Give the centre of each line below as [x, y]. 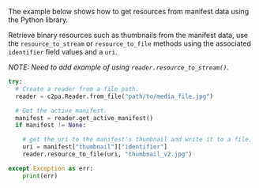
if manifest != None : [51, 126]
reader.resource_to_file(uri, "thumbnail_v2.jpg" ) [107, 154]
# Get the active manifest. [62, 111]
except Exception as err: [51, 168]
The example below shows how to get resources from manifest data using [129, 11]
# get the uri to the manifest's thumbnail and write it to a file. [137, 140]
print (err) [40, 176]
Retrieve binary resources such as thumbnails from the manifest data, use [128, 35]
